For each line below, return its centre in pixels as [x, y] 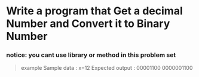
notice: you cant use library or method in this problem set [91, 55]
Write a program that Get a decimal [95, 11]
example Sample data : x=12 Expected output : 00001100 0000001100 [107, 68]
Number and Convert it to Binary [88, 24]
